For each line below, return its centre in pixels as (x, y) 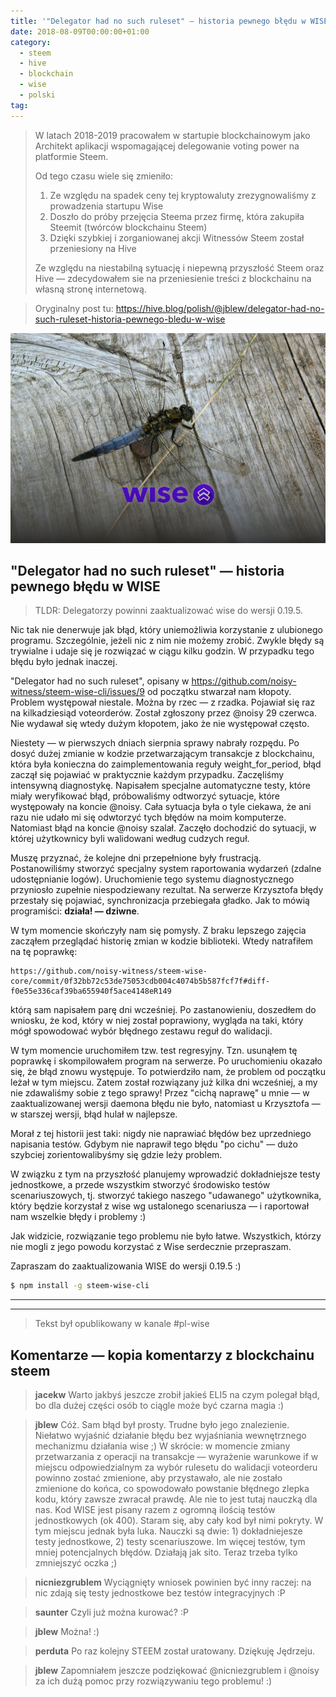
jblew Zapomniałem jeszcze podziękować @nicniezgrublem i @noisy (177, 1671)
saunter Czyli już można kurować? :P (111, 1612)
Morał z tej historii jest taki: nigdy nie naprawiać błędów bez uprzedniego (161, 1134)
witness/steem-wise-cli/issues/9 (77, 692)
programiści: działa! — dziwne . (75, 911)
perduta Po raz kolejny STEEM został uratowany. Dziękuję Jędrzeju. (175, 1651)
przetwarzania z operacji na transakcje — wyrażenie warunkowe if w (176, 1457)
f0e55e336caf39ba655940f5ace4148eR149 (91, 991)
